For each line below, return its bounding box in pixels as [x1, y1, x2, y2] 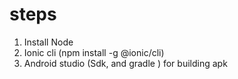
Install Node [23, 36, 74, 48]
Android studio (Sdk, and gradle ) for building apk [23, 57, 228, 69]
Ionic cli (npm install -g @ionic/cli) [23, 46, 165, 58]
